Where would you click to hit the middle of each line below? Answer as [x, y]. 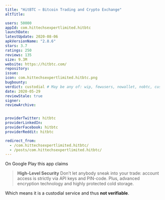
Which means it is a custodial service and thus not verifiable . [67, 193]
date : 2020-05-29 [23, 91]
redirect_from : [21, 141]
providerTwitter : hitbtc [30, 118]
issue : [12, 73]
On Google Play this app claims [37, 164]
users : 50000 [18, 23]
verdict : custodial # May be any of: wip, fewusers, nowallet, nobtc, [79, 87]
